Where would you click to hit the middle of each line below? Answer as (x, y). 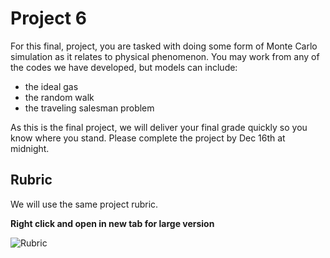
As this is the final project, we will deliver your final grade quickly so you (159, 127)
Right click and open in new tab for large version (112, 223)
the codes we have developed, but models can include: (124, 67)
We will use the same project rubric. (84, 204)
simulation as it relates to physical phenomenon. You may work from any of (165, 56)
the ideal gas (51, 86)
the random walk (59, 97)
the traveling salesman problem (89, 108)
